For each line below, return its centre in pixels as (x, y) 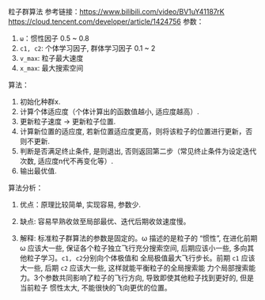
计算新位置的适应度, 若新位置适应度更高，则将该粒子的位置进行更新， (132, 131)
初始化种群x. (40, 102)
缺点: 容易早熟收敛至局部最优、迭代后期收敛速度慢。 (105, 221)
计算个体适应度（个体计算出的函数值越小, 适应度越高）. (109, 112)
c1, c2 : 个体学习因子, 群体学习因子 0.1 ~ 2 (87, 48)
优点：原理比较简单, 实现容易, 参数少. (80, 205)
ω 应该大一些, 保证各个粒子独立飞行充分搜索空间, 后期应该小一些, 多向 (133, 248)
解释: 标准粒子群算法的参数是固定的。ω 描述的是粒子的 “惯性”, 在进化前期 (138, 238)
